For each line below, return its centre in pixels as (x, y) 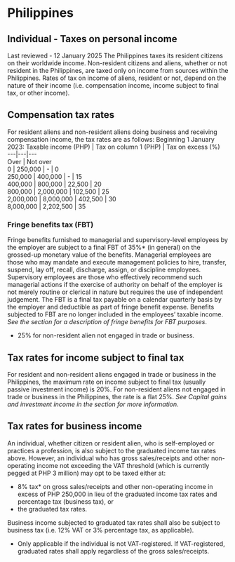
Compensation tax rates (61, 115)
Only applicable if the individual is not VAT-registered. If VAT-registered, (121, 543)
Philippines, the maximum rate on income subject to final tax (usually (107, 382)
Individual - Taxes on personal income (92, 39)
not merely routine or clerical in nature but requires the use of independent (115, 292)
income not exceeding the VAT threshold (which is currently (123, 465)
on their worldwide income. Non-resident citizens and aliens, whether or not (117, 63)
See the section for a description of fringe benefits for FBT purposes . (107, 322)
